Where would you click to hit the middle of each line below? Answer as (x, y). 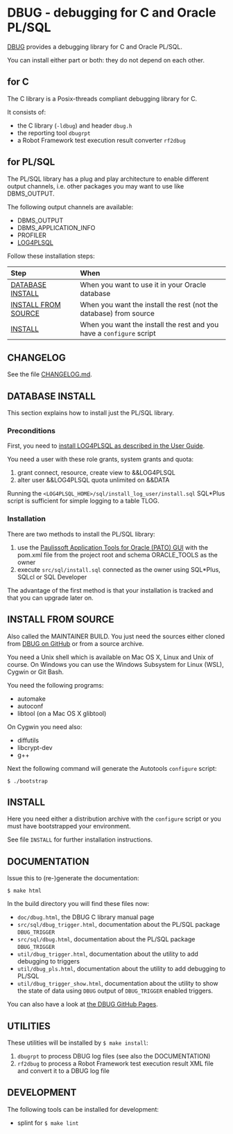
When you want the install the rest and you (149, 324)
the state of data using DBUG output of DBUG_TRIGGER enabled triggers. (115, 991)
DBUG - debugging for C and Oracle (112, 13)
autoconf (30, 706)
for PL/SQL (31, 162)
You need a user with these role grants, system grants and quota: (101, 460)
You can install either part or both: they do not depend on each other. (106, 60)
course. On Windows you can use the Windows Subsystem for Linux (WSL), (115, 664)
